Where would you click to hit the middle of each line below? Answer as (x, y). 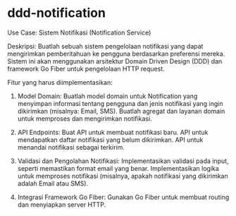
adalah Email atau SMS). (53, 183)
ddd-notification (56, 13)
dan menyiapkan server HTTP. (62, 204)
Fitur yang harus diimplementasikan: (60, 82)
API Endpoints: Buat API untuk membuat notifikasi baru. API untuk (113, 132)
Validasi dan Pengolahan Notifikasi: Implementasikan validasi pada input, (123, 161)
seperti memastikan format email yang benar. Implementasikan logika (118, 168)
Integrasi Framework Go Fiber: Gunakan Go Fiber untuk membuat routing (123, 197)
